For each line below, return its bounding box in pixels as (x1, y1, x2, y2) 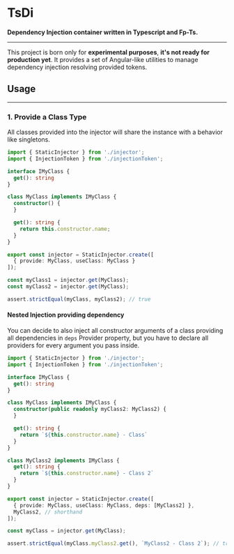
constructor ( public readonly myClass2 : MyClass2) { (13, 406, 167, 413)
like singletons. (7, 135, 50, 144)
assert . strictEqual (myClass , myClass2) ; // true (7, 295, 151, 303)
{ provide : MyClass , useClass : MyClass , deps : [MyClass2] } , (13, 502, 195, 509)
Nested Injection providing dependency (7, 310, 125, 319)
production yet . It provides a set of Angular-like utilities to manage (7, 55, 198, 63)
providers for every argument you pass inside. (7, 341, 140, 350)
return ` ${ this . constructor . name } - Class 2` (19, 470, 155, 477)
